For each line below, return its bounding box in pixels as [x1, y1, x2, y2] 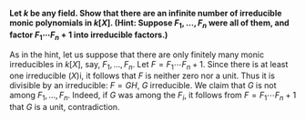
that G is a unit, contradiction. [9, 102, 120, 113]
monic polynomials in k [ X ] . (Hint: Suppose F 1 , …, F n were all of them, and [9, 17, 290, 30]
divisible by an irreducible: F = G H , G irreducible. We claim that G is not [9, 80, 277, 91]
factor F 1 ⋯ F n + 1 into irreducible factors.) [9, 29, 168, 42]
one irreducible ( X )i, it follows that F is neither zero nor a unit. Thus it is [9, 70, 276, 81]
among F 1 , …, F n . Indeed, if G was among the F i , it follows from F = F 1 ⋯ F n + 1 [9, 90, 297, 103]
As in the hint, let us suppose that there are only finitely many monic [9, 49, 265, 60]
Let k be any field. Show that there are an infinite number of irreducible [9, 8, 282, 18]
